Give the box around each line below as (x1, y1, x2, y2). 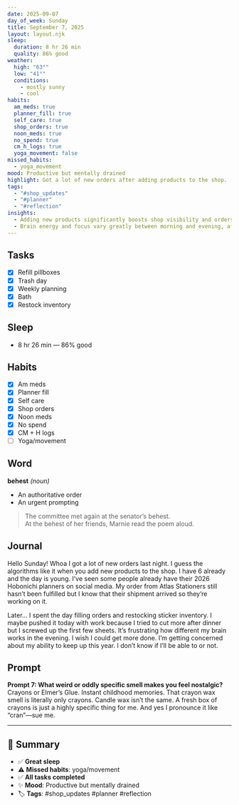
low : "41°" (14, 70, 46, 77)
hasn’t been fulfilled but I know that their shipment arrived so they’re (7, 589, 208, 598)
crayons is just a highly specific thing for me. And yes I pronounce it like (7, 704, 218, 712)
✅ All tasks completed (17, 773, 85, 781)
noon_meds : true (14, 130, 62, 137)
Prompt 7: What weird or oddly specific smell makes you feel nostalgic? (7, 681, 223, 689)
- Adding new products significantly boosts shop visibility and (14, 216, 212, 223)
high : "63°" (14, 64, 50, 71)
